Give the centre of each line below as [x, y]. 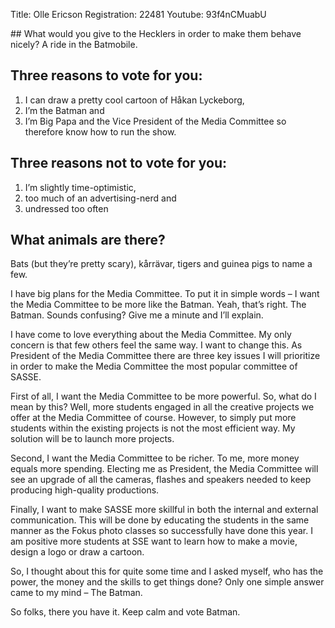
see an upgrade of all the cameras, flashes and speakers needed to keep [161, 480]
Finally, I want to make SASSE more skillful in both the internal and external [164, 510]
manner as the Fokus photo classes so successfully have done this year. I [161, 531]
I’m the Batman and [64, 110]
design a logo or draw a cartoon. [77, 552]
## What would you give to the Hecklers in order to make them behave [156, 33]
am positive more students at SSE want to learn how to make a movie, [154, 541]
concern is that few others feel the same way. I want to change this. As [156, 345]
